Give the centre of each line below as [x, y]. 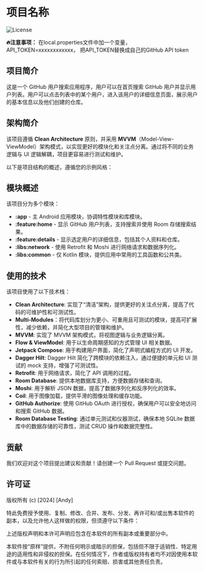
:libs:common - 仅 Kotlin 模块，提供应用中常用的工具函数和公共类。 [100, 255]
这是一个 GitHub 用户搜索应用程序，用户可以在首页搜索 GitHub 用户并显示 [99, 86]
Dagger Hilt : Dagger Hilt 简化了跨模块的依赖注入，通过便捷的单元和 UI [103, 358]
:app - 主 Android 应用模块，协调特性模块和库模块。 [80, 217]
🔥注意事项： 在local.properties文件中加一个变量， [69, 42]
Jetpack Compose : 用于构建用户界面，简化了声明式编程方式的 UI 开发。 [105, 350]
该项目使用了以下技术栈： [38, 292]
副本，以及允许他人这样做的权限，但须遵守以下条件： [73, 520]
